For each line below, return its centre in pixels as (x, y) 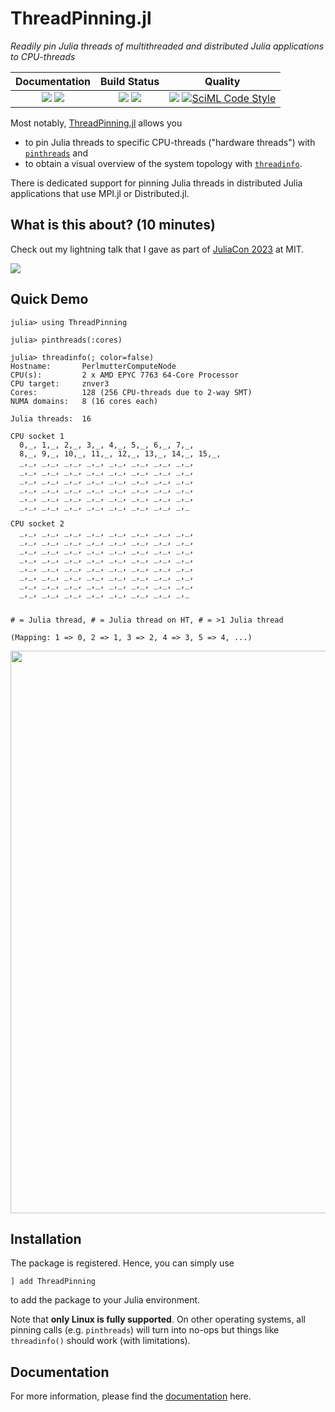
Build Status (130, 81)
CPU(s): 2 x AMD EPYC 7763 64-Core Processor (125, 375)
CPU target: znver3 (60, 383)
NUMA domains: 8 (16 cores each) (84, 401)
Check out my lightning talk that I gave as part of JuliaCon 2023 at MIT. (157, 249)
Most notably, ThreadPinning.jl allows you (96, 123)
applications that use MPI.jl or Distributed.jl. (100, 193)
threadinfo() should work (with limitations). (100, 1341)
